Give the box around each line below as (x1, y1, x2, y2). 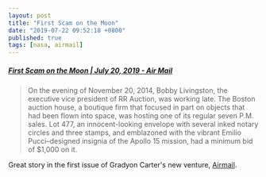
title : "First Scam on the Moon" (8, 19, 119, 27)
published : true (8, 33, 62, 42)
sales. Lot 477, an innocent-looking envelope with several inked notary (27, 120, 259, 129)
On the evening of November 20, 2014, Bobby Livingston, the (27, 86, 228, 95)
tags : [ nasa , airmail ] (8, 41, 83, 49)
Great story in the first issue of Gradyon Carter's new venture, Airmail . (8, 160, 237, 170)
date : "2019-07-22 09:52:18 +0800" (8, 26, 126, 34)
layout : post (8, 11, 52, 20)
